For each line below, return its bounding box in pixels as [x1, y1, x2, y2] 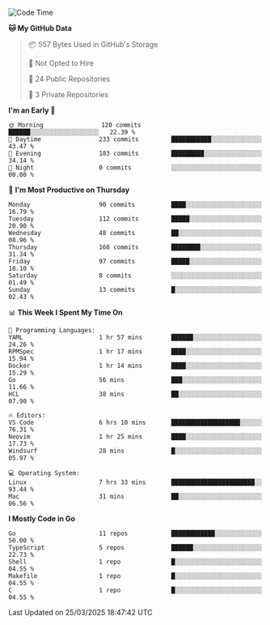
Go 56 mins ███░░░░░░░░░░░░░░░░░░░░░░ [8, 376, 263, 384]
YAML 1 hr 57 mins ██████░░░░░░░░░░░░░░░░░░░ [8, 333, 263, 341]
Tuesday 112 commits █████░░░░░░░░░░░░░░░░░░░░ [8, 215, 263, 223]
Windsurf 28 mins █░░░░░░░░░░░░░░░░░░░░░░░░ [8, 447, 263, 455]
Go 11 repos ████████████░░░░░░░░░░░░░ [8, 529, 263, 537]
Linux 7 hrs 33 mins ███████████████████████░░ [8, 478, 263, 486]
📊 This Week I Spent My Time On [8, 308, 123, 317]
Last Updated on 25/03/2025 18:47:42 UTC [8, 608, 154, 617]
